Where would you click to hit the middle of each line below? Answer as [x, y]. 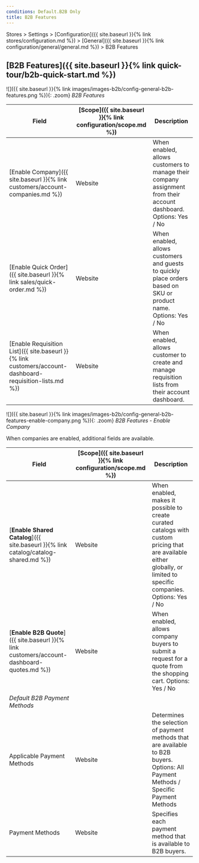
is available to [171, 844]
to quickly [167, 271]
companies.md [30, 194]
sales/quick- [38, 282]
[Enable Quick [29, 267]
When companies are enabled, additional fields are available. [81, 438]
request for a [170, 659]
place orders [171, 278]
